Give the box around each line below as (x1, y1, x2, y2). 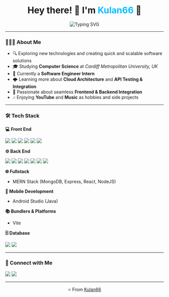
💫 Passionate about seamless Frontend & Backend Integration (12, 89, 142, 95)
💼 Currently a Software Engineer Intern (12, 71, 95, 77)
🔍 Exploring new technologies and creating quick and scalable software (12, 51, 162, 57)
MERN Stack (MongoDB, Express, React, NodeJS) (12, 178, 116, 184)
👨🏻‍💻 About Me (5, 38, 41, 45)
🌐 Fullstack (5, 168, 30, 174)
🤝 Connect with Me (5, 260, 53, 267)
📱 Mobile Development (5, 188, 54, 194)
